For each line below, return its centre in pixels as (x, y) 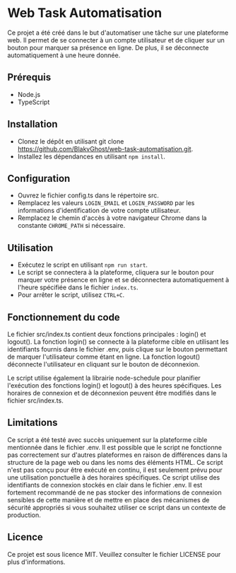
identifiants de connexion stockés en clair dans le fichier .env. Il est (105, 485)
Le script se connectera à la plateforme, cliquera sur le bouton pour (116, 272)
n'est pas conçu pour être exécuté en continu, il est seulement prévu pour (115, 470)
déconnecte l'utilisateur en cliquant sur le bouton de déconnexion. (104, 364)
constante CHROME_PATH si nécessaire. (71, 226)
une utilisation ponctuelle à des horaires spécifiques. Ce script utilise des (114, 477)
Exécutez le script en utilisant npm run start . (83, 265)
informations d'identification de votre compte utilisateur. (99, 211)
